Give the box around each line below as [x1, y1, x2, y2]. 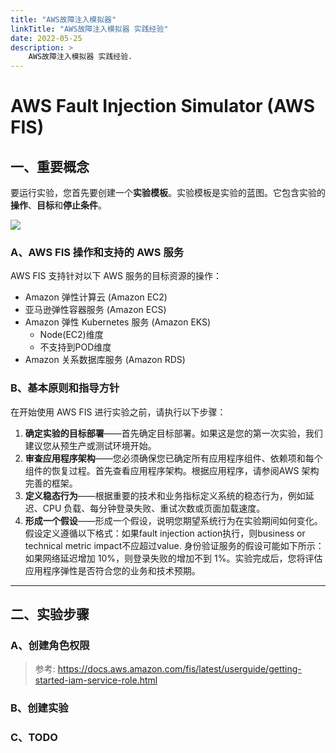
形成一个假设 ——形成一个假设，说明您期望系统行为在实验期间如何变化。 [24, 514, 323, 526]
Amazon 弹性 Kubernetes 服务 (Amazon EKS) [24, 316, 212, 328]
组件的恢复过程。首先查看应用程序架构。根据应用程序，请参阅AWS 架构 [24, 464, 320, 476]
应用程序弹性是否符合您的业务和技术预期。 [24, 564, 201, 576]
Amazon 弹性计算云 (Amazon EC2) [24, 291, 168, 303]
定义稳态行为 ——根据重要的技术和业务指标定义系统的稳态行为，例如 [24, 489, 306, 501]
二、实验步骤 [10, 606, 90, 623]
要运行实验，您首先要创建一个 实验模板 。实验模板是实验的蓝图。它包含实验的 [10, 187, 326, 199]
